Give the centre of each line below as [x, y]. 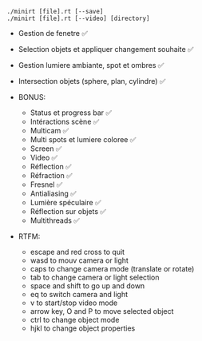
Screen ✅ [46, 149]
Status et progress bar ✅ [71, 113]
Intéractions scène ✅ [65, 121]
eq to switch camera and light [79, 294]
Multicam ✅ [50, 131]
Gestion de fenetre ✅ [53, 33]
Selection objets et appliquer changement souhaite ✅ [106, 49]
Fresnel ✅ [46, 184]
